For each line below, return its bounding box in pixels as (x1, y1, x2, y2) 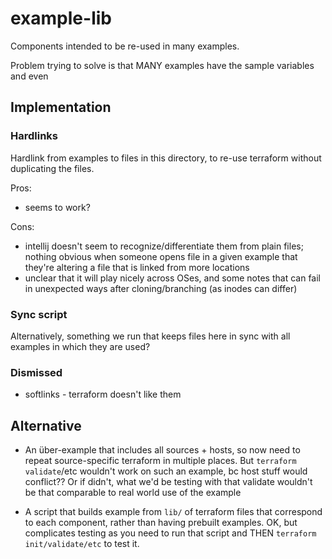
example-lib (10, 7, 112, 30)
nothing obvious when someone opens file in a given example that (24, 250, 298, 262)
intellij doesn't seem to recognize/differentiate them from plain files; (24, 240, 304, 252)
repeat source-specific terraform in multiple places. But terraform (24, 455, 297, 467)
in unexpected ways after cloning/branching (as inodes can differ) (24, 282, 298, 294)
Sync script (10, 307, 68, 321)
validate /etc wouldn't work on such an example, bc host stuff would (24, 465, 308, 477)
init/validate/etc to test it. (24, 538, 140, 550)
